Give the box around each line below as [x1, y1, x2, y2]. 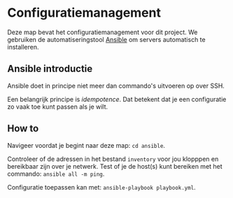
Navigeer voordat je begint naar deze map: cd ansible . [7, 141, 166, 149]
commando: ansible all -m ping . [7, 169, 105, 178]
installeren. [7, 43, 40, 51]
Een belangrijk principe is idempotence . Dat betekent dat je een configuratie [7, 95, 227, 103]
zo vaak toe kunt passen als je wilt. [7, 102, 108, 111]
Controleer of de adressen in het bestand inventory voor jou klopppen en [7, 155, 219, 163]
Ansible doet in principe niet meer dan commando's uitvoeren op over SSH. [7, 82, 225, 90]
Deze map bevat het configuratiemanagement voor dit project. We [7, 28, 198, 36]
